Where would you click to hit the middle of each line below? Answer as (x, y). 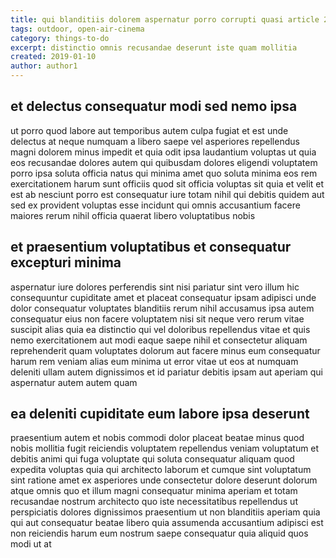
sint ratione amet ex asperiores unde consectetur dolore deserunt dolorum (164, 480)
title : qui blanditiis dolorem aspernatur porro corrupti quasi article (165, 19)
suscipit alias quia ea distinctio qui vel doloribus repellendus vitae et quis (160, 329)
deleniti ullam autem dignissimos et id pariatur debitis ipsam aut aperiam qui (166, 372)
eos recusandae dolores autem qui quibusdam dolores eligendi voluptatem (164, 162)
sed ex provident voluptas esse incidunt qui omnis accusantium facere (155, 205)
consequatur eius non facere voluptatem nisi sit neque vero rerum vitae (157, 318)
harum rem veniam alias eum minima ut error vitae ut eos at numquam (154, 361)
